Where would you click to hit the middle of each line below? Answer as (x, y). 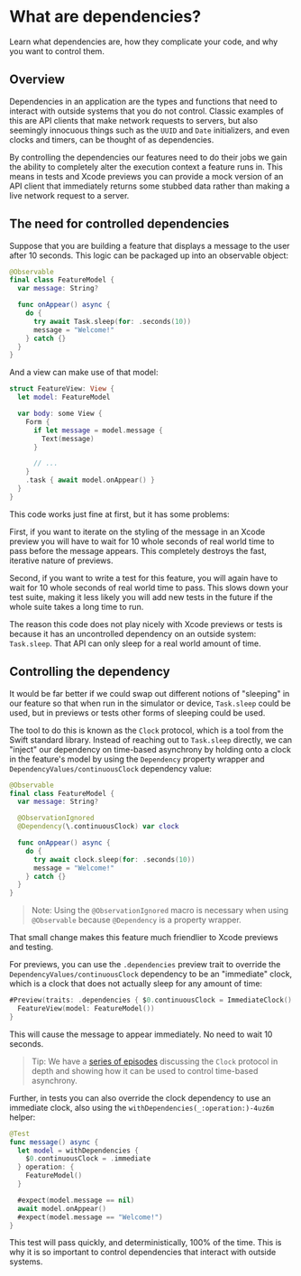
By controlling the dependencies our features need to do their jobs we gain (148, 157)
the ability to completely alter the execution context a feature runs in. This (146, 166)
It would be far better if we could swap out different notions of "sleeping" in (150, 693)
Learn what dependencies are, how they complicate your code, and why (144, 42)
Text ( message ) (68, 439)
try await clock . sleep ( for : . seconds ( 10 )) (114, 859)
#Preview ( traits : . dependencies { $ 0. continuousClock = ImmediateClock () (151, 1000)
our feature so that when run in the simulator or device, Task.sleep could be (150, 703)
